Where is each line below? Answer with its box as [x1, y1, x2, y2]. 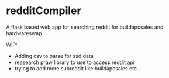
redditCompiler [6, 4, 81, 18]
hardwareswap [6, 29, 42, 36]
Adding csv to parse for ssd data [14, 52, 94, 59]
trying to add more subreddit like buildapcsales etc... [14, 65, 142, 72]
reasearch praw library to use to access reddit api [14, 59, 134, 66]
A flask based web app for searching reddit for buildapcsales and [6, 23, 164, 30]
